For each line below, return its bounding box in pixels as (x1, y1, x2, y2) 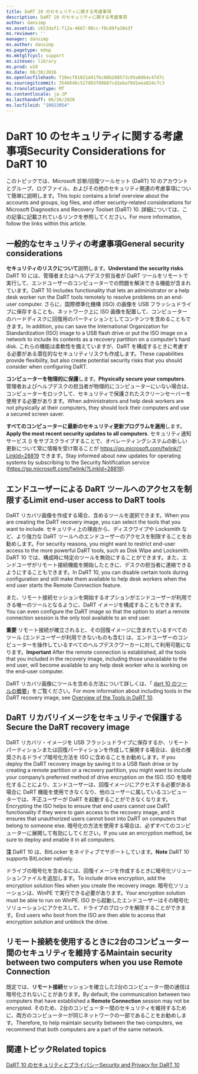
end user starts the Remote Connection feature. (6, 582, 122, 589)
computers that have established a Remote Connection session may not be (6, 997, 190, 1004)
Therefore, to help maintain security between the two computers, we (15, 1019, 183, 1026)
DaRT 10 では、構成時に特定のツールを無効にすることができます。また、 (6, 554, 183, 561)
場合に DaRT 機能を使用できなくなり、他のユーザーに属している (6, 788, 161, 795)
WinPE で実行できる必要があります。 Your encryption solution (37, 889, 186, 896)
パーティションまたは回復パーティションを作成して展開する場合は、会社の (6, 746, 186, 753)
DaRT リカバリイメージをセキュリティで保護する (6, 712, 183, 723)
